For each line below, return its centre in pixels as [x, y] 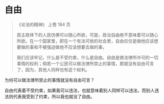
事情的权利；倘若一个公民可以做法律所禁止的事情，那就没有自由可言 [85, 63]
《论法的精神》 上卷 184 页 [44, 24]
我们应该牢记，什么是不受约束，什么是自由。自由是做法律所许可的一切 [87, 57]
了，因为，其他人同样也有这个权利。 [53, 69]
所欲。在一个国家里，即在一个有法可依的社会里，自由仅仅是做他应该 [85, 41]
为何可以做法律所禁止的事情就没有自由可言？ [50, 80]
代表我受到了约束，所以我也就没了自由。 [54, 96]
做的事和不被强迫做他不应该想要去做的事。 [64, 47]
